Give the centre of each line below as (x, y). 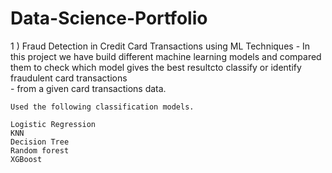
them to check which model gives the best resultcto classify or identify (156, 67)
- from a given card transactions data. (88, 88)
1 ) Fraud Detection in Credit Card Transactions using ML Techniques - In (160, 46)
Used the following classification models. (102, 107)
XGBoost (26, 159)
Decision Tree (40, 142)
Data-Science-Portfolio (109, 18)
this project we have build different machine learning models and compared (166, 56)
